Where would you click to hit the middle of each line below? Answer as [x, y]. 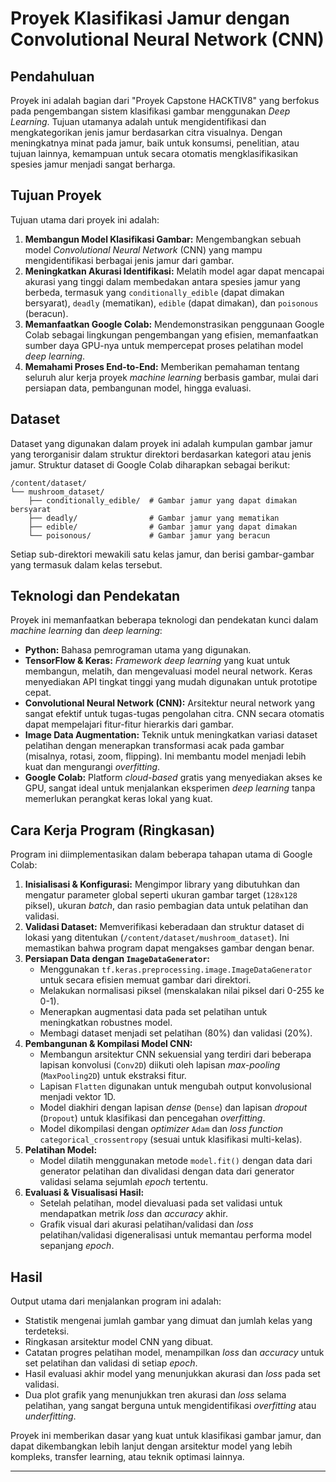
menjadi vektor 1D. [78, 1097]
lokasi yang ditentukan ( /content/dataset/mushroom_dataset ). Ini [157, 938]
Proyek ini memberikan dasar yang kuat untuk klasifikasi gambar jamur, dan [166, 1436]
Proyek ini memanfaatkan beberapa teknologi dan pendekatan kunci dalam [164, 620]
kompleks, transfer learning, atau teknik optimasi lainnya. [127, 1457]
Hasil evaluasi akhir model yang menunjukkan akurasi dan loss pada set [172, 1374]
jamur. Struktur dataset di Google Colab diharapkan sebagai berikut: [150, 464]
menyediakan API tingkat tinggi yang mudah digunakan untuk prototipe [171, 682]
